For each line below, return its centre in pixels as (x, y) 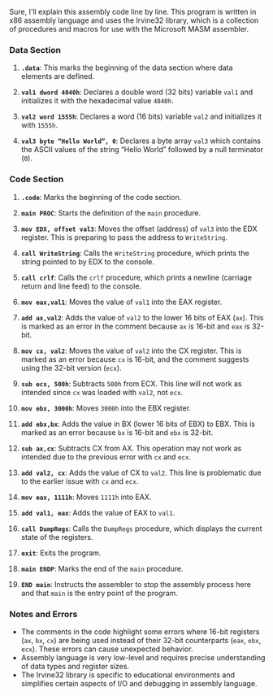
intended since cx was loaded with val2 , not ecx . (102, 392)
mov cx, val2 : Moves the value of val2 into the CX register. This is (131, 350)
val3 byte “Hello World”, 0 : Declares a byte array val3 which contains (141, 141)
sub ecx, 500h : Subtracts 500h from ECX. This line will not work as (131, 383)
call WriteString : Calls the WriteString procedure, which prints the (135, 253)
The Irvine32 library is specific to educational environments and (128, 675)
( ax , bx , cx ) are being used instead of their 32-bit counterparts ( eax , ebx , (141, 640)
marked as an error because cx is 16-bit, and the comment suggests (135, 359)
